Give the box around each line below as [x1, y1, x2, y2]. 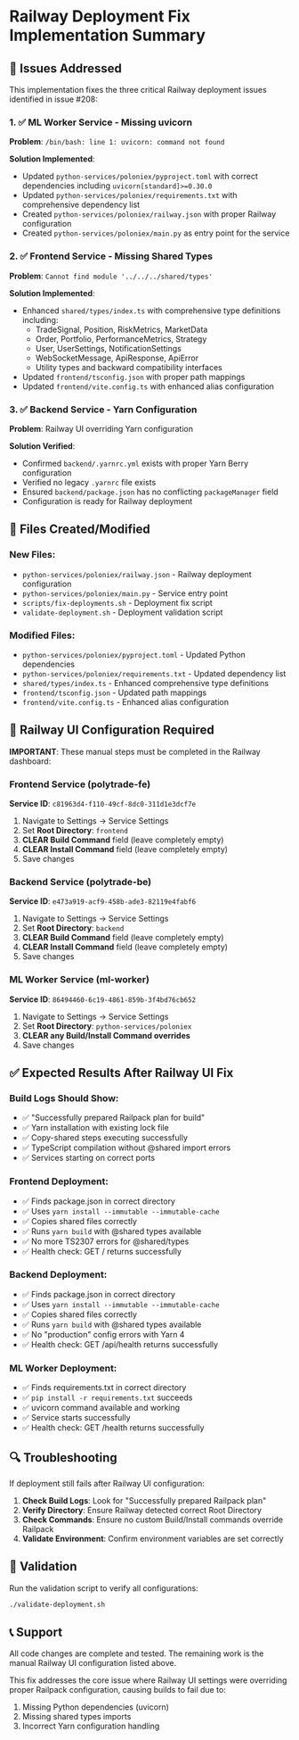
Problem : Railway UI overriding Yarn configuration [9, 423, 194, 434]
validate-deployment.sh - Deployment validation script [21, 607, 223, 617]
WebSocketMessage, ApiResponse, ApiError [35, 352, 199, 363]
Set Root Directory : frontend [21, 824, 129, 835]
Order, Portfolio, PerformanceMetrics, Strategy [35, 333, 207, 344]
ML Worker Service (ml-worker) [9, 974, 149, 986]
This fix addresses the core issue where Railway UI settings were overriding [9, 1675, 287, 1686]
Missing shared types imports [21, 1711, 132, 1722]
